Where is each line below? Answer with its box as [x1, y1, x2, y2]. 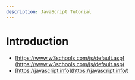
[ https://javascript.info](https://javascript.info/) [14, 67, 129, 74]
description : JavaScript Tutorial [6, 8, 92, 15]
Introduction [6, 34, 69, 48]
